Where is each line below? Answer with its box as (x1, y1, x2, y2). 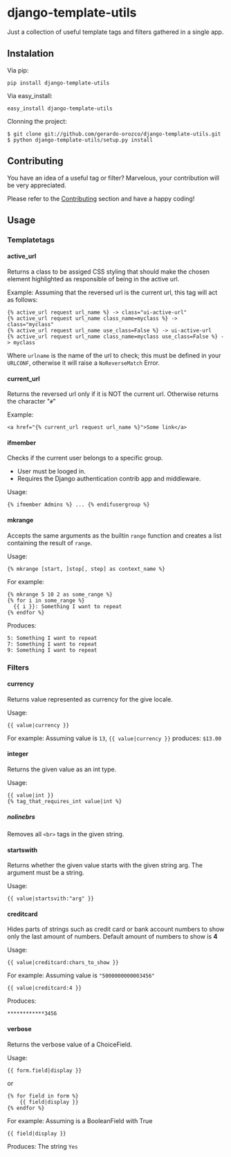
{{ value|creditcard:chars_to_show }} (7, 959, 119, 966)
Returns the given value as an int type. (7, 765, 117, 773)
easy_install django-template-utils (7, 105, 113, 112)
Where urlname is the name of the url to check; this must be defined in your (7, 351, 221, 360)
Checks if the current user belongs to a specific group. (7, 454, 164, 462)
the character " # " (7, 397, 57, 406)
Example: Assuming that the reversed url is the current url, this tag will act (7, 288, 218, 297)
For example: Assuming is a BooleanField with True (7, 1116, 153, 1125)
